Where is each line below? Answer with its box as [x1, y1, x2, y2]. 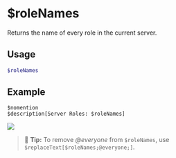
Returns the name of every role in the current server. [7, 28, 157, 37]
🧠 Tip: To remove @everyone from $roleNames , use [24, 136, 170, 144]
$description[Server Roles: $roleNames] [7, 110, 126, 118]
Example [7, 86, 46, 98]
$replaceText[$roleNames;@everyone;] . [24, 143, 135, 151]
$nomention [7, 105, 39, 112]
